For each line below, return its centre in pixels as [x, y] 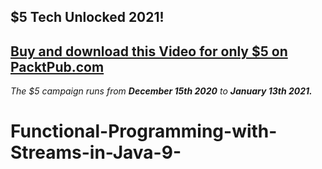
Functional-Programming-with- [144, 131]
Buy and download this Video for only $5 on [149, 51]
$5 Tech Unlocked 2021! [87, 17]
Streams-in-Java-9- [96, 152]
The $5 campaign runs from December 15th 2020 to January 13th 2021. [161, 91]
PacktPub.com [57, 66]
